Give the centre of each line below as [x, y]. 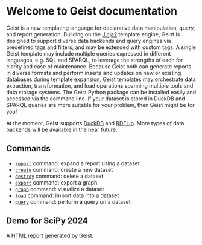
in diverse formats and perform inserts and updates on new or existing [94, 73]
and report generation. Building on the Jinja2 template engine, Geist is [93, 34]
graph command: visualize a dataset [59, 189]
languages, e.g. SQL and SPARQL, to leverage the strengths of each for [95, 60]
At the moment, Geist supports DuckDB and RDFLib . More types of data [95, 123]
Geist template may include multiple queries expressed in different [89, 53]
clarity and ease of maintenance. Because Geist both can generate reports [99, 66]
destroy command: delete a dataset [59, 176]
